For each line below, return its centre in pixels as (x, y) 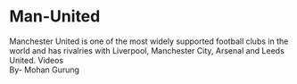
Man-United (55, 17)
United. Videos (37, 60)
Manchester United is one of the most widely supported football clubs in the (149, 41)
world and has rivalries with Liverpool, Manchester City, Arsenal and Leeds (147, 50)
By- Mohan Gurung (45, 70)
